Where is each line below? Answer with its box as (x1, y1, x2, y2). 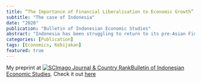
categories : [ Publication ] (6, 36, 74, 42)
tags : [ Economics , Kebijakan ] (6, 42, 82, 48)
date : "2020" (6, 20, 39, 26)
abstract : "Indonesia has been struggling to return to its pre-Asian (6, 31, 186, 37)
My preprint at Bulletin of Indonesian (6, 64, 184, 71)
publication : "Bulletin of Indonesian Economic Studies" (6, 25, 151, 32)
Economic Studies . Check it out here (6, 70, 96, 78)
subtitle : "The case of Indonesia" (6, 14, 95, 20)
